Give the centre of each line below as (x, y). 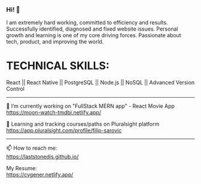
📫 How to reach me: (32, 148)
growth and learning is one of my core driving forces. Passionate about (94, 35)
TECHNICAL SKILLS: (58, 66)
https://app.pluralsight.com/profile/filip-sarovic (64, 131)
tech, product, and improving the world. (55, 42)
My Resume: (22, 168)
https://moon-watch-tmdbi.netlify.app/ (54, 113)
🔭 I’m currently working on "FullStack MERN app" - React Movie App (91, 106)
